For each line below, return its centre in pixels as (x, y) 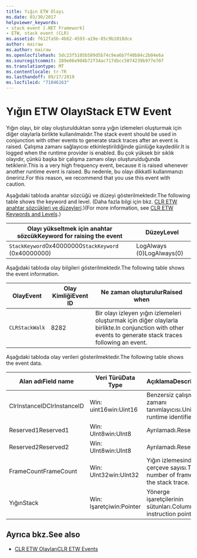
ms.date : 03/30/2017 (31, 17)
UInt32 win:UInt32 (115, 475)
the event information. (33, 274)
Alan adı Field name (47, 381)
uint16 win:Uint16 (114, 409)
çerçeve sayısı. (167, 468)
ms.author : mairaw (28, 50)
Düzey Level (162, 232)
